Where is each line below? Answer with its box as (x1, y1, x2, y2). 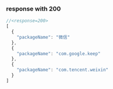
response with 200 (6, 5, 61, 13)
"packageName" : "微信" (16, 34, 70, 40)
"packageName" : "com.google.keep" (16, 50, 101, 57)
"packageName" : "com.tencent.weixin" (16, 67, 109, 73)
